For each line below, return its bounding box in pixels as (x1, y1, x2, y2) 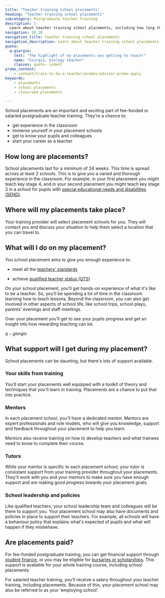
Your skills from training (5, 370, 64, 377)
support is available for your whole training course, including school (5, 562, 142, 567)
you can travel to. (5, 229, 40, 235)
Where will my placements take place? (5, 206, 126, 214)
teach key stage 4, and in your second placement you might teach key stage (5, 181, 160, 187)
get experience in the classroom (12, 123, 78, 128)
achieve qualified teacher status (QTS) (12, 276, 90, 282)
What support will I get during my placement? (5, 345, 148, 353)
